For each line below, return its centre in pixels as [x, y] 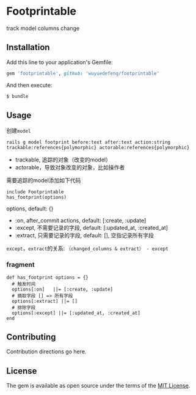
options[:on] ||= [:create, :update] [63, 289]
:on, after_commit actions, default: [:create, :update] [81, 221]
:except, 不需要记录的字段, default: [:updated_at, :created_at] [91, 228]
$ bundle [17, 96]
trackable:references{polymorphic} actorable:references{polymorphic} [98, 148]
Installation [28, 47]
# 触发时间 [24, 284]
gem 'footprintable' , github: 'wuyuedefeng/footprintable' [83, 73]
